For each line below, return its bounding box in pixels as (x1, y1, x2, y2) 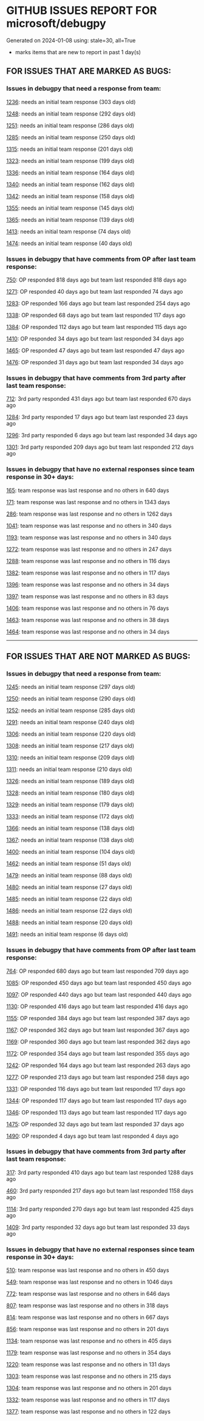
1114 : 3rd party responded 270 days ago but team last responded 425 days (6, 1205, 194, 1212)
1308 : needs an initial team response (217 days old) (6, 742, 135, 750)
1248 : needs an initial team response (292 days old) (6, 110, 136, 117)
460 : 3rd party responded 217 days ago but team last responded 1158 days (6, 1187, 194, 1194)
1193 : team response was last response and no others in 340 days (6, 533, 172, 541)
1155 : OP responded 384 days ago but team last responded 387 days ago (6, 1014, 190, 1022)
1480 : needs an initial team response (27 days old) (6, 883, 132, 891)
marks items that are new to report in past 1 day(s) (15, 48, 141, 55)
